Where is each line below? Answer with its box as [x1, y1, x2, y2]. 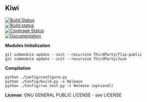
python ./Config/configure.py [5, 74, 68, 80]
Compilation [5, 65, 31, 71]
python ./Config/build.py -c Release [5, 79, 83, 84]
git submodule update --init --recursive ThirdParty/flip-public [5, 52, 142, 57]
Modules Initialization [5, 42, 50, 49]
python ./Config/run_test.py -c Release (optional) [5, 83, 113, 88]
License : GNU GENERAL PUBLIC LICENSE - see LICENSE [5, 92, 122, 98]
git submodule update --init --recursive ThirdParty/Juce [5, 56, 127, 61]
